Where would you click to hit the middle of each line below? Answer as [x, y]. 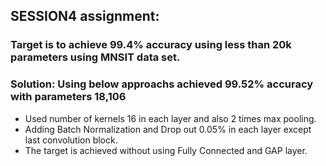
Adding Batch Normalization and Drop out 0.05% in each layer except [168, 129]
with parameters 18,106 [68, 97]
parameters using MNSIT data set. [95, 57]
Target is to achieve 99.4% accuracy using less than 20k [151, 45]
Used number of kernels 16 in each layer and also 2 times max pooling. [170, 118]
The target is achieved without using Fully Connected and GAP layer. [166, 150]
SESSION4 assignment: [85, 16]
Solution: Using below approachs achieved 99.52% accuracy [162, 84]
